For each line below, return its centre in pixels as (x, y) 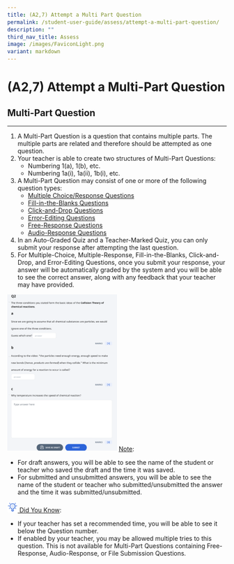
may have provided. (46, 284)
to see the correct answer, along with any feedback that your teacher (116, 277)
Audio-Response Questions (67, 233)
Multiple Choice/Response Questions (81, 195)
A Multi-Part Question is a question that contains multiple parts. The (115, 136)
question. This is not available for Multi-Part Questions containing (111, 546)
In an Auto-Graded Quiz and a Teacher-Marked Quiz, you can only (112, 240)
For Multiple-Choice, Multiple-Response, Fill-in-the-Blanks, (102, 255)
